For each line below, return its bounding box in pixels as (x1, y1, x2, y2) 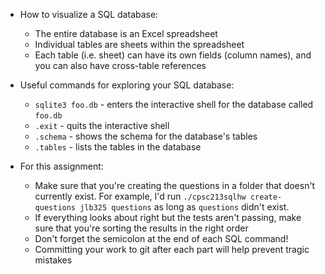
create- (249, 192, 283, 202)
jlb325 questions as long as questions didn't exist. (79, 201, 290, 213)
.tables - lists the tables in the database (34, 141, 202, 153)
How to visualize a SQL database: (19, 9, 159, 20)
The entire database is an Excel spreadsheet (34, 28, 218, 39)
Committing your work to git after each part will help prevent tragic (34, 244, 310, 255)
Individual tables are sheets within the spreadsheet (34, 39, 245, 50)
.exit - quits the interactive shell (34, 120, 170, 131)
